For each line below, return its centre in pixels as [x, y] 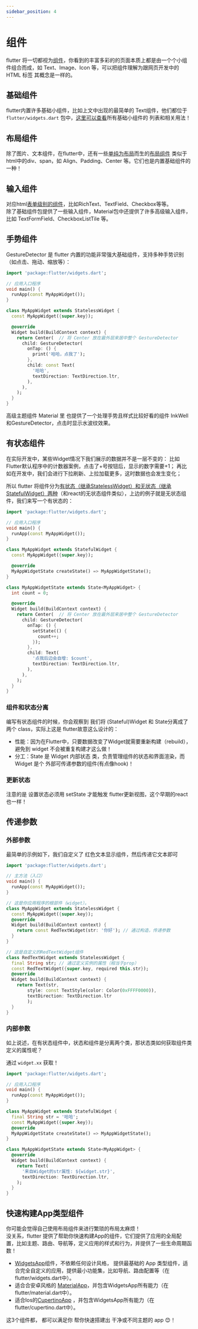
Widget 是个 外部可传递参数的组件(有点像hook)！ [74, 763]
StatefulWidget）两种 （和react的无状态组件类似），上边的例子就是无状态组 [96, 493]
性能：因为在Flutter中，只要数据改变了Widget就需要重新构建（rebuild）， [103, 741]
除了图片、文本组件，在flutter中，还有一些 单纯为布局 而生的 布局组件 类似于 [97, 153]
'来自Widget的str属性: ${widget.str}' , [68, 1172]
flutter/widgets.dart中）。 [44, 1278]
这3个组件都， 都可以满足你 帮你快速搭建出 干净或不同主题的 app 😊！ [91, 1320]
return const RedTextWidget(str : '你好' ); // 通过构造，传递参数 [94, 931]
